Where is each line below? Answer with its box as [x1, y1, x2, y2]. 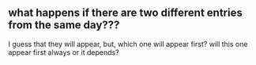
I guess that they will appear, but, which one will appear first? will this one [8, 39, 248, 49]
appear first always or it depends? [8, 47, 120, 57]
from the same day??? [8, 19, 120, 32]
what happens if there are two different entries [8, 6, 243, 20]
